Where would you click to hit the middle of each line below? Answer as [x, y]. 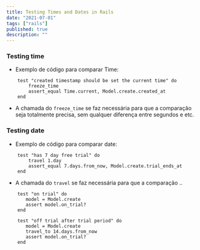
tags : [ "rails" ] [27, 23]
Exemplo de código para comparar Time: [67, 70]
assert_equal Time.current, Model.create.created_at [97, 92]
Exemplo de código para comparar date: [66, 144]
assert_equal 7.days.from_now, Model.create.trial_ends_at [106, 166]
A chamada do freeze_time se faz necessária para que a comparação [103, 108]
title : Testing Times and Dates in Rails [60, 12]
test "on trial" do [42, 194]
